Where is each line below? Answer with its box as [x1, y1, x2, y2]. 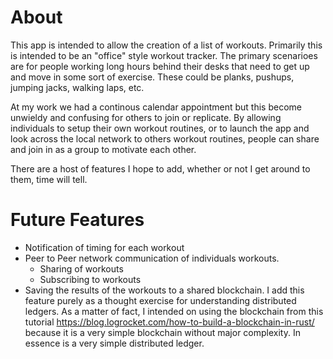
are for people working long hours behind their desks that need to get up [10, 60, 310, 72]
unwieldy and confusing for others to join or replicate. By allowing [10, 111, 282, 123]
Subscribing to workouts [39, 273, 142, 285]
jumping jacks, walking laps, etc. [10, 81, 145, 93]
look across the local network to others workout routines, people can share [10, 132, 320, 145]
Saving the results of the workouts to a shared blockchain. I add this [24, 284, 305, 296]
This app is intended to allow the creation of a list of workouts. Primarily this [10, 39, 323, 51]
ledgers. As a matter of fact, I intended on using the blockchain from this [24, 305, 324, 317]
